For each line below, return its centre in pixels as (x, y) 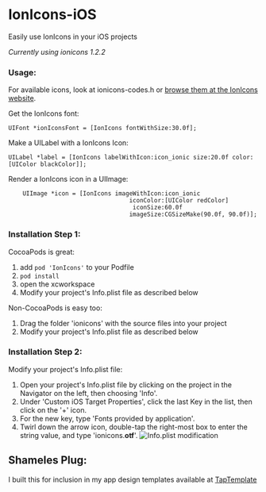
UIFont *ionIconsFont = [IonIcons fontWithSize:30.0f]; (102, 129)
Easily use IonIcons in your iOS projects (73, 37)
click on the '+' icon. (53, 409)
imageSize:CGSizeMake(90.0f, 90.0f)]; (193, 215)
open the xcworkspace (57, 284)
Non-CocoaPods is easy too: (56, 308)
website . (22, 98)
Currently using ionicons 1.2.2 (57, 52)
